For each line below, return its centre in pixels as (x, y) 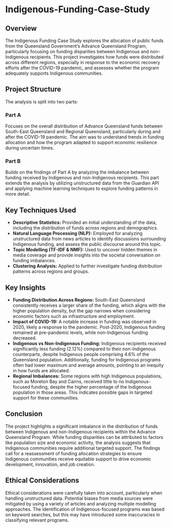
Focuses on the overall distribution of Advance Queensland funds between (84, 126)
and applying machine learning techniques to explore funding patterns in (82, 188)
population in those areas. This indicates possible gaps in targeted (82, 392)
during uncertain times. (30, 148)
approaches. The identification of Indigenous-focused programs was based (85, 509)
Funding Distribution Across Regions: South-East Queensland (79, 300)
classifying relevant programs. (37, 520)
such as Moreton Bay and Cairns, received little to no (68, 382)
